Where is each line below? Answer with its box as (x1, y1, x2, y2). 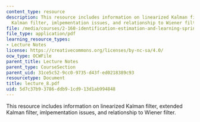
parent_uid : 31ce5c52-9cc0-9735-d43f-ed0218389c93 (6, 70, 135, 76)
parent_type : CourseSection (6, 64, 76, 70)
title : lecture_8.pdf (6, 81, 60, 87)
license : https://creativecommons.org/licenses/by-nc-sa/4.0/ (6, 48, 164, 54)
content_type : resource (6, 8, 65, 15)
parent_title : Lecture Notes (6, 58, 79, 64)
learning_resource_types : (6, 36, 70, 42)
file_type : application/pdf (6, 31, 76, 37)
